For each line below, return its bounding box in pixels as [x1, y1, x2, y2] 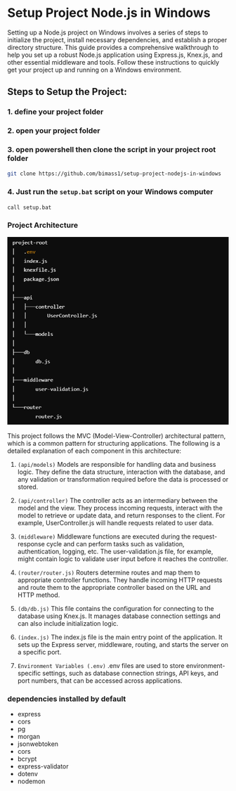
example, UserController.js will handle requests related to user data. [17, 519, 214, 527]
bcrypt [17, 754, 37, 764]
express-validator [17, 762, 69, 771]
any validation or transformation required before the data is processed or [17, 475, 229, 484]
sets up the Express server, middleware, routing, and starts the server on [17, 641, 229, 649]
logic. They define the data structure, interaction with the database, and [17, 468, 225, 476]
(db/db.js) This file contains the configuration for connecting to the [17, 605, 214, 613]
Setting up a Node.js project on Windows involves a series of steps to [7, 28, 209, 37]
